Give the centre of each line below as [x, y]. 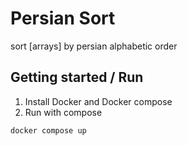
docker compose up [48, 130]
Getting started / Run [77, 77]
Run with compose [63, 112]
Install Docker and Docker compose [98, 101]
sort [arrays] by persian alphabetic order [94, 46]
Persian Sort [63, 18]
